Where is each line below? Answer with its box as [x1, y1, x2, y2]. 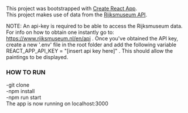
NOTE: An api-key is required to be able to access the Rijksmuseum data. [6, 23, 183, 29]
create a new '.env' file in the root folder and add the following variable [6, 41, 177, 48]
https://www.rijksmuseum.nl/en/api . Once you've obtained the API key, [6, 35, 179, 42]
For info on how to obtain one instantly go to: [6, 29, 114, 36]
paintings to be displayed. [6, 54, 69, 60]
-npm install [6, 88, 35, 95]
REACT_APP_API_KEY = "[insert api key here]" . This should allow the [6, 47, 173, 54]
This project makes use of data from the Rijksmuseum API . [6, 11, 148, 18]
